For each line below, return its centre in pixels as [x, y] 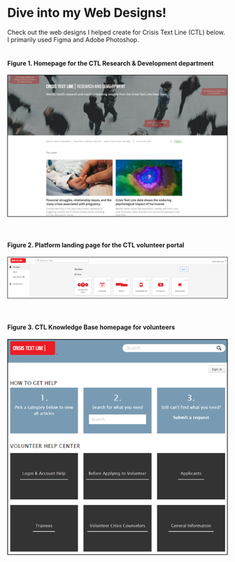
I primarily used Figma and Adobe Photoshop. [73, 39]
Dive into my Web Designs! [87, 13]
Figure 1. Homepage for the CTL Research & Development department [111, 63]
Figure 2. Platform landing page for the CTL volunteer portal [96, 245]
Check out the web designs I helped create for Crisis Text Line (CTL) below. [116, 32]
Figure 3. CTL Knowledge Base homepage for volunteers [91, 327]
